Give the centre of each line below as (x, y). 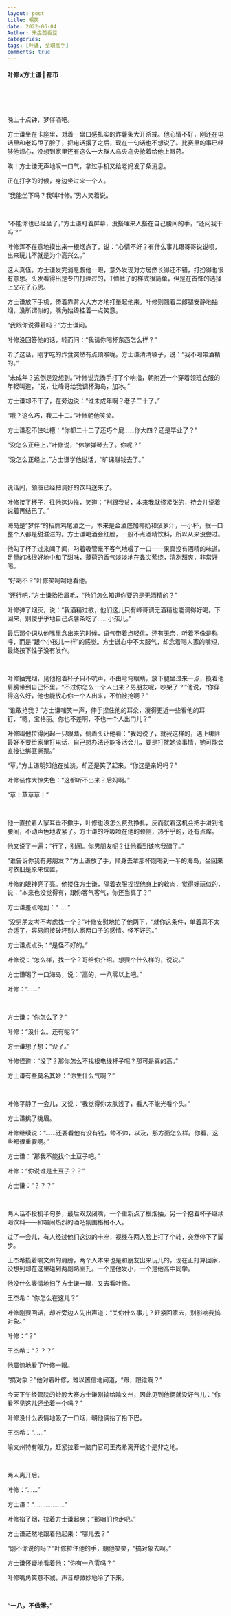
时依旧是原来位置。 (34, 869)
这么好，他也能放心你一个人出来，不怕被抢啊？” (81, 696)
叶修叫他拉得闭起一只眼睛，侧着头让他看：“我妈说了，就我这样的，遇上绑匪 (114, 734)
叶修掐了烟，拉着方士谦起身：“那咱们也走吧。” (71, 1519)
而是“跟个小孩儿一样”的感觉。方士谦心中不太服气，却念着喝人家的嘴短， (121, 642)
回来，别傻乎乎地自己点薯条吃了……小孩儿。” (69, 618)
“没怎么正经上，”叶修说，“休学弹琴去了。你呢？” (74, 445)
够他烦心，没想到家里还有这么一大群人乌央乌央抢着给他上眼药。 (97, 152)
